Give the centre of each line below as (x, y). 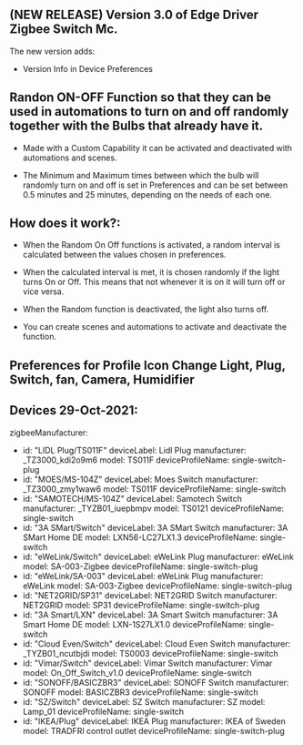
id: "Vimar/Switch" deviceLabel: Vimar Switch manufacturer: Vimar (147, 663)
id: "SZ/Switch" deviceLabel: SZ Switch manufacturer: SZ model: (144, 701)
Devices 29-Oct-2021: (74, 410)
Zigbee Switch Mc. (64, 30)
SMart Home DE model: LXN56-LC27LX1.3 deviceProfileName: (140, 537)
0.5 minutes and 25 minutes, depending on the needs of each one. (147, 194)
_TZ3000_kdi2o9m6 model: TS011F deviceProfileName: (126, 460)
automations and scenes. (70, 158)
